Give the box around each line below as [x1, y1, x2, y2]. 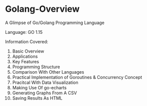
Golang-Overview [5, 3, 80, 15]
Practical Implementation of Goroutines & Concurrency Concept [12, 74, 142, 80]
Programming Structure [12, 64, 60, 70]
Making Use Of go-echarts [12, 84, 67, 90]
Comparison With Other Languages [12, 69, 84, 75]
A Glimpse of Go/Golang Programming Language [5, 20, 105, 26]
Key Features [12, 58, 39, 64]
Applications [12, 53, 38, 59]
